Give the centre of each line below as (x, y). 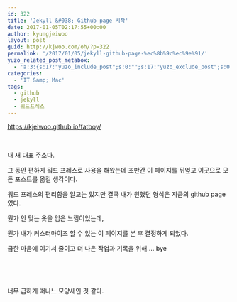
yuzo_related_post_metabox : (49, 60)
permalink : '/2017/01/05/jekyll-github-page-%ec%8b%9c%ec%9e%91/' (108, 54)
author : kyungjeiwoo (38, 34)
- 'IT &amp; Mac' (39, 80)
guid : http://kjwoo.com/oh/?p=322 (59, 47)
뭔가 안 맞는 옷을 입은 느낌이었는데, (56, 218)
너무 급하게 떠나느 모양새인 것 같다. (56, 291)
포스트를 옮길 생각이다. (46, 179)
